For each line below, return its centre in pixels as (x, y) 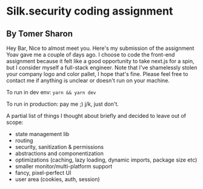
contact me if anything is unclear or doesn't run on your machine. (88, 81)
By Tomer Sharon (39, 34)
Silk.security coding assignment (90, 11)
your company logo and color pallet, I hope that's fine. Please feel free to (97, 74)
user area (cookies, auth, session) (57, 179)
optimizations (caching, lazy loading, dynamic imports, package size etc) (106, 160)
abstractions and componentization (59, 153)
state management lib (42, 134)
